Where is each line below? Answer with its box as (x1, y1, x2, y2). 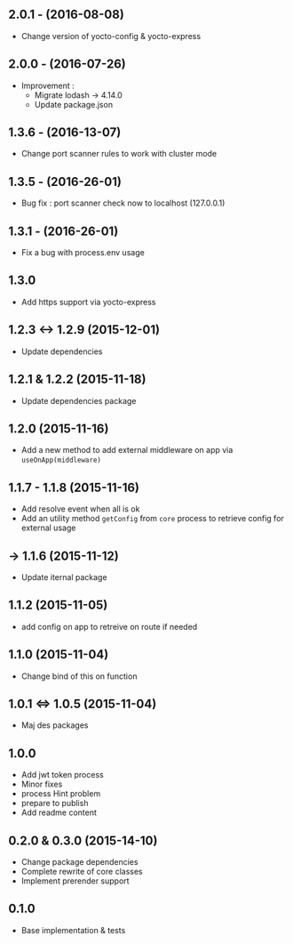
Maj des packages (20, 720, 89, 730)
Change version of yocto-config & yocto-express (20, 30, 202, 41)
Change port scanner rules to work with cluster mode (20, 149, 218, 159)
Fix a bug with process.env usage (20, 247, 146, 258)
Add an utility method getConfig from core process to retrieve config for (20, 513, 285, 524)
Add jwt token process (20, 770, 104, 780)
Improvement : (20, 80, 75, 91)
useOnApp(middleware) (20, 456, 101, 465)
